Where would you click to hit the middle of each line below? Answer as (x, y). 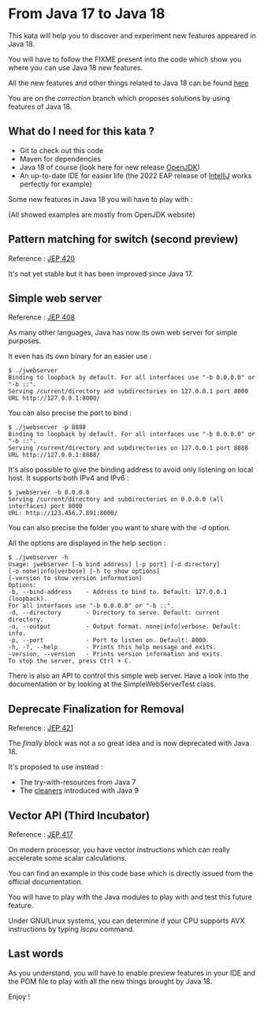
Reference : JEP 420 (42, 258)
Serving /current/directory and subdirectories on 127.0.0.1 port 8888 (128, 448)
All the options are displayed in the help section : (87, 543)
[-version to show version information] (76, 578)
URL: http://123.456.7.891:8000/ (63, 514)
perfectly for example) (56, 184)
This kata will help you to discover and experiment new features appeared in (132, 36)
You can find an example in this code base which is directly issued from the (131, 873)
